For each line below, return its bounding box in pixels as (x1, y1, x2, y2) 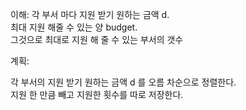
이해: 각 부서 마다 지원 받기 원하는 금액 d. (10, 9, 170, 20)
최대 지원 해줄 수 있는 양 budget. (10, 21, 138, 33)
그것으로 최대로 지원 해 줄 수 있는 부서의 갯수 (10, 34, 184, 45)
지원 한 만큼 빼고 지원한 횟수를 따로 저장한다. (10, 89, 184, 100)
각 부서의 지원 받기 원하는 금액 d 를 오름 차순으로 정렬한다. (10, 76, 237, 88)
